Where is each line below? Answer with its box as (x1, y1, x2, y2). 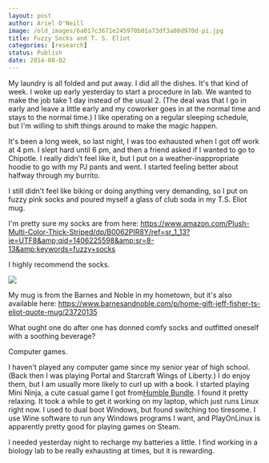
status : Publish (8, 49, 62, 57)
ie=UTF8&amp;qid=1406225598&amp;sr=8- (8, 236, 155, 245)
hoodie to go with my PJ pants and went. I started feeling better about (8, 162, 239, 171)
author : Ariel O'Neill (8, 19, 84, 27)
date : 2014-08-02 (8, 57, 66, 65)
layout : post (8, 11, 52, 20)
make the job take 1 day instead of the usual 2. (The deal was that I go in (8, 95, 247, 105)
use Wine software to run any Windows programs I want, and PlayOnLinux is (8, 413, 261, 423)
